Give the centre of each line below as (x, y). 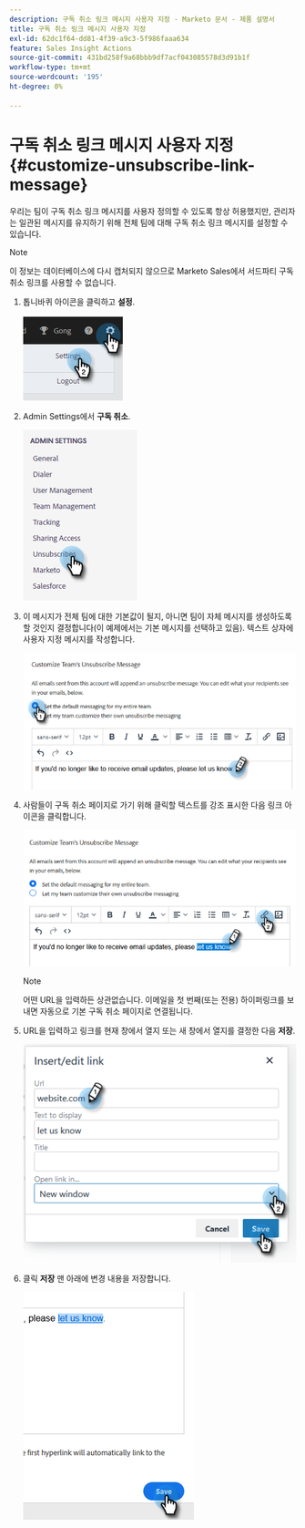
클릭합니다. (66, 816)
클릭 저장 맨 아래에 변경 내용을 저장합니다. (97, 1278)
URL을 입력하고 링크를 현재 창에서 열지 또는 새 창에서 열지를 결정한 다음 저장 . (159, 1030)
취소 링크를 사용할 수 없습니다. (63, 282)
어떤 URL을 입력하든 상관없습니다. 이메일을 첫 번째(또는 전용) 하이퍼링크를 (153, 999)
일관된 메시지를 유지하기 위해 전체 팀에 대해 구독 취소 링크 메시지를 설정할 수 (153, 222)
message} (49, 185)
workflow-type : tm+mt (51, 67)
